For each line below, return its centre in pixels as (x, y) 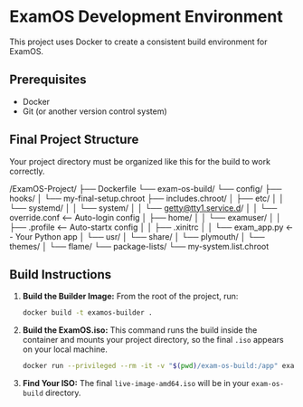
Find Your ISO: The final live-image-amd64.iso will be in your (136, 383)
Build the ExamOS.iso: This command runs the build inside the (140, 330)
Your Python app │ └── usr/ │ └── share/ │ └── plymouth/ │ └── (140, 236)
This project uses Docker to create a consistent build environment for (139, 42)
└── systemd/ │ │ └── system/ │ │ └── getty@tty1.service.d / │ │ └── (143, 208)
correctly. (27, 171)
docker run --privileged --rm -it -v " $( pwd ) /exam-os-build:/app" (150, 366)
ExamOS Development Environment (146, 17)
